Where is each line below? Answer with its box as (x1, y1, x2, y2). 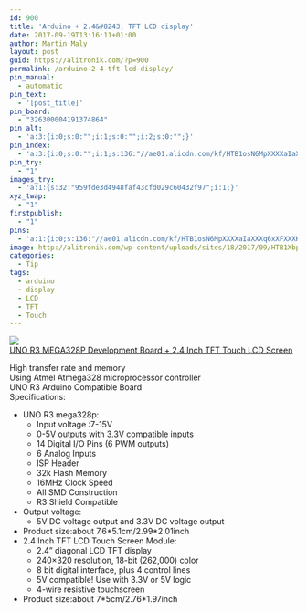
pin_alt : (9, 124, 43, 133)
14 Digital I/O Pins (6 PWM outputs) (36, 438, 170, 449)
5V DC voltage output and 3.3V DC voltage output (36, 516, 225, 527)
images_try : (9, 174, 55, 184)
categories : (9, 251, 55, 260)
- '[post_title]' (17, 98, 84, 108)
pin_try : (9, 157, 43, 167)
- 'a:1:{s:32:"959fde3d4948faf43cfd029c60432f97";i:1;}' (17, 184, 239, 193)
